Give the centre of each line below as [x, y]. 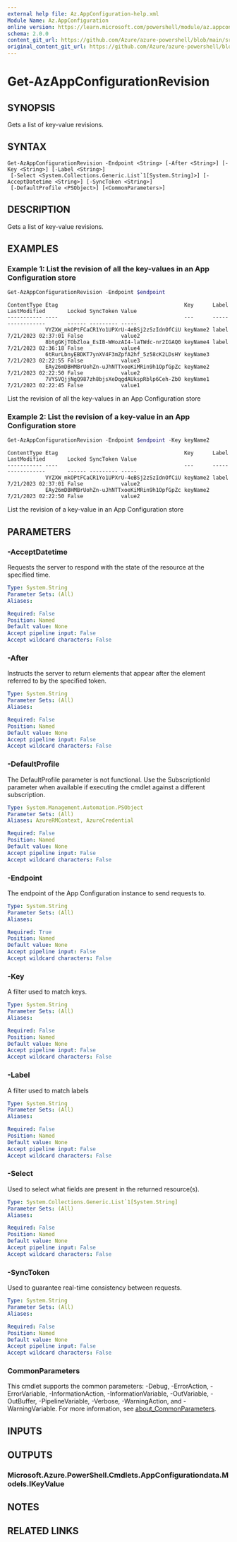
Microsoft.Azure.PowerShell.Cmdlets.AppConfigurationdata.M [118, 1476]
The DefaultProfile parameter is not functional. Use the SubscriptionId [109, 779]
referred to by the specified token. [57, 681]
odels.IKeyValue [36, 1484]
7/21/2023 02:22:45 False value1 [74, 386]
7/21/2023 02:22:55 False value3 [74, 361]
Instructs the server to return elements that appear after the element [107, 673]
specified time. [29, 575]
